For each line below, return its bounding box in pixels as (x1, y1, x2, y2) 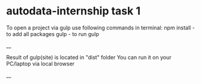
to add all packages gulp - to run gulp (6, 30, 99, 37)
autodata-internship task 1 (6, 4, 141, 18)
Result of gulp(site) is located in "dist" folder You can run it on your (6, 53, 172, 61)
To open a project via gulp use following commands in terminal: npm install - (6, 24, 195, 31)
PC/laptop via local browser (6, 60, 75, 67)
